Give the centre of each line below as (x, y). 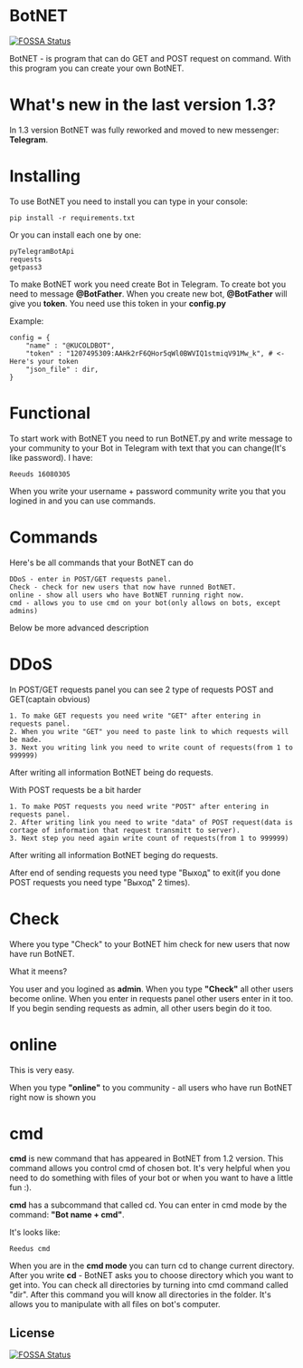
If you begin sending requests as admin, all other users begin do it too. (141, 1008)
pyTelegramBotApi (42, 251)
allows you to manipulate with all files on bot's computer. (115, 1304)
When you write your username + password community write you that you (148, 491)
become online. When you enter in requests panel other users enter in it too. (151, 998)
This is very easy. (42, 1070)
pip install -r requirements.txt (72, 218)
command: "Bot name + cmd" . (67, 1215)
